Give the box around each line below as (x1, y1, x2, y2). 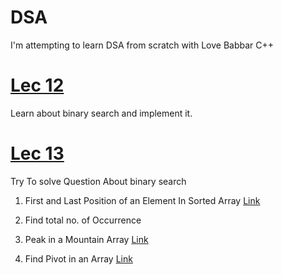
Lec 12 (10, 74, 65, 97)
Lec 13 (10, 142, 65, 165)
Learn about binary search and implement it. (10, 107, 193, 119)
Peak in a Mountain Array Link (24, 233, 149, 245)
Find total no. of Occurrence (24, 214, 142, 226)
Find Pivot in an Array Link (24, 252, 133, 265)
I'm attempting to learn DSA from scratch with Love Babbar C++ (10, 39, 275, 51)
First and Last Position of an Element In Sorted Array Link (24, 194, 261, 206)
